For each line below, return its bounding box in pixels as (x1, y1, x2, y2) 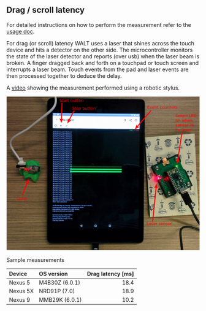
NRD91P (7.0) (39, 288, 75, 295)
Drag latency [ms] (86, 270, 134, 277)
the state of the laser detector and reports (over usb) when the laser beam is (6, 52, 200, 60)
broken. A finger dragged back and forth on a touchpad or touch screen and (6, 59, 199, 66)
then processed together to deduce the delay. (6, 72, 123, 79)
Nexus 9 (9, 296, 31, 303)
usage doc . (6, 28, 35, 35)
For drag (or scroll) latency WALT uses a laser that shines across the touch (6, 39, 194, 47)
